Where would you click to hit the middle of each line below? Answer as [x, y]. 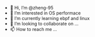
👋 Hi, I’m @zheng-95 [32, 8]
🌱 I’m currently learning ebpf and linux [50, 18]
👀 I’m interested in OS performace [45, 13]
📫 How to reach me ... [33, 29]
